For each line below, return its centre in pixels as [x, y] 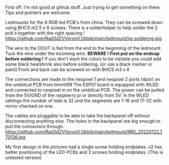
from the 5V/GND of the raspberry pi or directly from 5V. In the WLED [77, 95]
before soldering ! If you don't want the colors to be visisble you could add [83, 59]
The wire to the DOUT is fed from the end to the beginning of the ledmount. [83, 48]
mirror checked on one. [30, 106]
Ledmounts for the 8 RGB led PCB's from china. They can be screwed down [84, 22]
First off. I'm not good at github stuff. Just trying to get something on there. [83, 7]
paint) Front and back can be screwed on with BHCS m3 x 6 [67, 69]
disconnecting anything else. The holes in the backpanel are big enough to [83, 121]
